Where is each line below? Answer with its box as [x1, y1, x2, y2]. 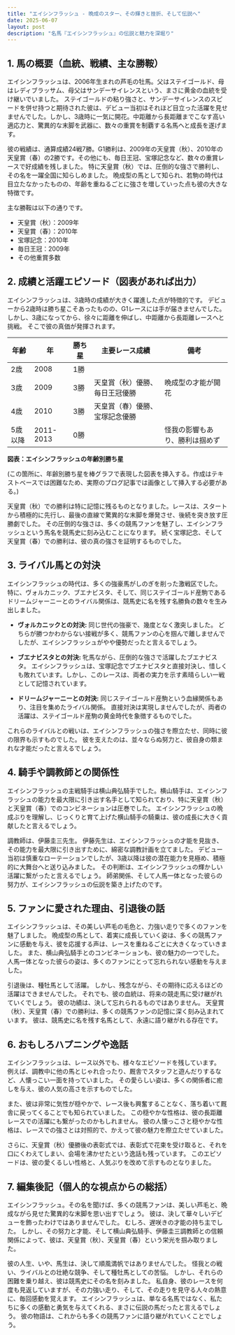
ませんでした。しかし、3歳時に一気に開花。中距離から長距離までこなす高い [7, 113, 225, 121]
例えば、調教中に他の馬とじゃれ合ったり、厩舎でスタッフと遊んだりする [7, 1067, 215, 1076]
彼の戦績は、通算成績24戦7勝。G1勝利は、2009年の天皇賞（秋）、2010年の [7, 145, 224, 153]
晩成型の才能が [164, 378, 214, 387]
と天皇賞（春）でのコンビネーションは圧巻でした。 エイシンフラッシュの [7, 803, 218, 812]
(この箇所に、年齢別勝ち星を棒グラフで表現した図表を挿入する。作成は [7, 469, 212, 478]
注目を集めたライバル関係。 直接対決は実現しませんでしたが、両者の [29, 703, 227, 711]
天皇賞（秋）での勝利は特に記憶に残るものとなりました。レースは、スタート [7, 502, 227, 510]
